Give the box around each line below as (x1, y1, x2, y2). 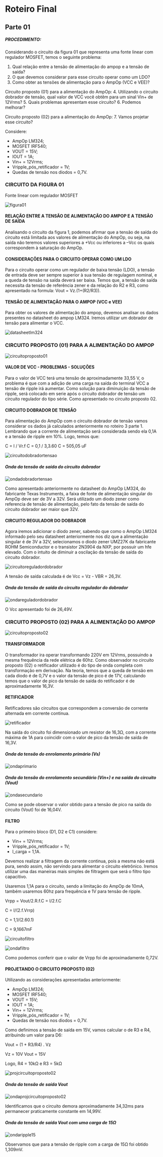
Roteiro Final (5, 3, 57, 15)
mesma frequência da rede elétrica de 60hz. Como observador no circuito (5, 657, 154, 663)
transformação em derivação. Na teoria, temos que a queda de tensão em (5, 667, 153, 673)
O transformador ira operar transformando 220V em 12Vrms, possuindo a (5, 652, 152, 658)
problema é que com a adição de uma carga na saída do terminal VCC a (5, 380, 149, 386)
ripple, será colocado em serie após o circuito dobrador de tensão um (5, 391, 145, 396)
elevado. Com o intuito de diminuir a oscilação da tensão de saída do (5, 549, 144, 555)
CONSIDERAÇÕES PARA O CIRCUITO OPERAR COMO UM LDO (5, 256, 132, 262)
